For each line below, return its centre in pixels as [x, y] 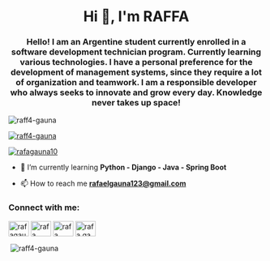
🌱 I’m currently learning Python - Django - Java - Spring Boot [123, 167]
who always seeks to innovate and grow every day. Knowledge [136, 92]
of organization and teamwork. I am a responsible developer [136, 83]
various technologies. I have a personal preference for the [136, 62]
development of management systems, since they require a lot [136, 72]
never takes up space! [136, 103]
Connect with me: [44, 208]
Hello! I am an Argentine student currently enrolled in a [136, 42]
